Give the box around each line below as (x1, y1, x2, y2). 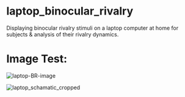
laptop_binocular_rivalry (6, 4, 134, 18)
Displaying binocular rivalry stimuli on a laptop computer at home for (6, 24, 179, 32)
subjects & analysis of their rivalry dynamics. (6, 30, 119, 38)
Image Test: (6, 52, 68, 66)
